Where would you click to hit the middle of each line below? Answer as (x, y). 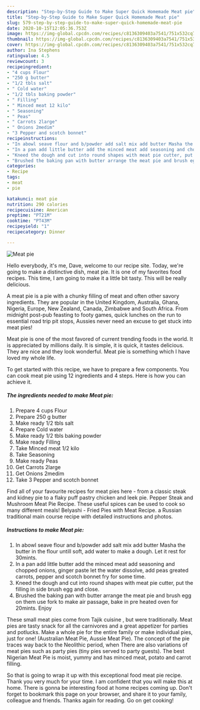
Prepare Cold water (39, 429)
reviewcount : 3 (26, 61)
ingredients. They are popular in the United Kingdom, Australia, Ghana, (93, 302)
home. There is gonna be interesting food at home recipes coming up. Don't (99, 687)
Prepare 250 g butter (41, 416)
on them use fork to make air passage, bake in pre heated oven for (97, 601)
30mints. (26, 558)
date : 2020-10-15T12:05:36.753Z (47, 28)
